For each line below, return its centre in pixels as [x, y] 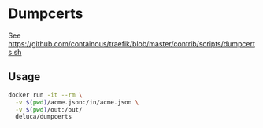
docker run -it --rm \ [45, 95]
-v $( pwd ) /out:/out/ [49, 110]
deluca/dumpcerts [44, 117]
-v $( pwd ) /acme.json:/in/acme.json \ [77, 102]
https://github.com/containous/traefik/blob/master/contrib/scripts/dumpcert [132, 43]
